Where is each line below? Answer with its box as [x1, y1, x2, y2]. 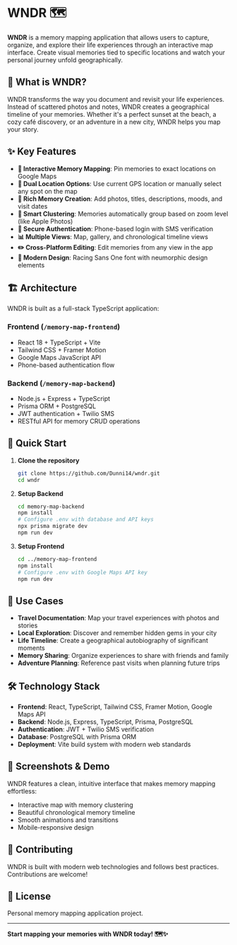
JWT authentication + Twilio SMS [17, 409, 115, 417]
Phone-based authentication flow [17, 361, 115, 369]
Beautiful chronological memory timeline [17, 808, 135, 816]
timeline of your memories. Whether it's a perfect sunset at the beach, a [7, 110, 217, 118]
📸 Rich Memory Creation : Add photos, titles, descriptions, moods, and [17, 195, 223, 203]
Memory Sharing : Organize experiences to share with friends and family [17, 651, 229, 660]
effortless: [7, 787, 37, 795]
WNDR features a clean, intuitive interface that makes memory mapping [7, 779, 216, 788]
